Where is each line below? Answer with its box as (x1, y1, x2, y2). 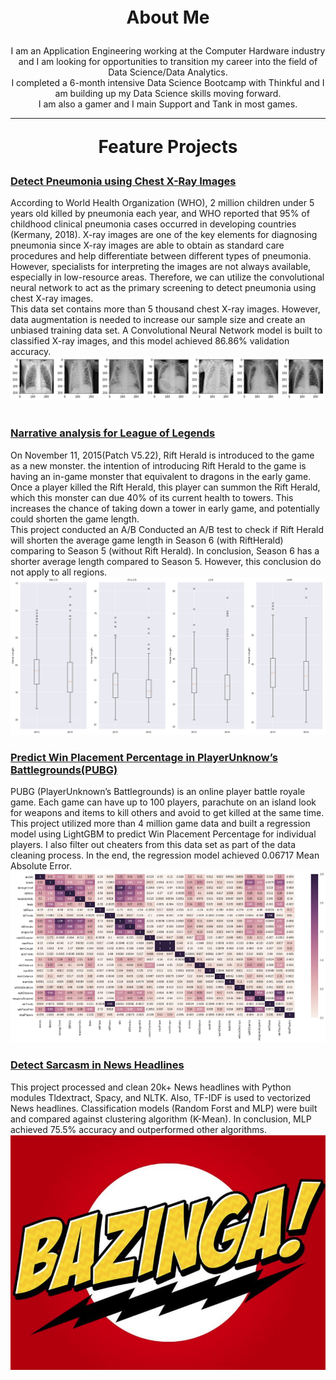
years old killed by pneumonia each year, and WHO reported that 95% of (10, 208, 310, 220)
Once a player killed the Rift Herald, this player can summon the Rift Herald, (10, 481, 321, 493)
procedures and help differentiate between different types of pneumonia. (10, 250, 312, 262)
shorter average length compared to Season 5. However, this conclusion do (10, 555, 322, 567)
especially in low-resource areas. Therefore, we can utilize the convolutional (10, 271, 325, 283)
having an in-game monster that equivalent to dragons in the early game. (10, 470, 312, 482)
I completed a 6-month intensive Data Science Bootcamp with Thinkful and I (11, 77, 325, 88)
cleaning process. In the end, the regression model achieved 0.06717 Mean (10, 849, 320, 861)
